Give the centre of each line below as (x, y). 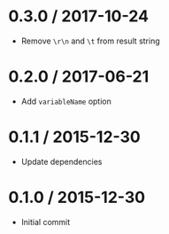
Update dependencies (61, 161)
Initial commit (46, 222)
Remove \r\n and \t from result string (90, 41)
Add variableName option (66, 101)
